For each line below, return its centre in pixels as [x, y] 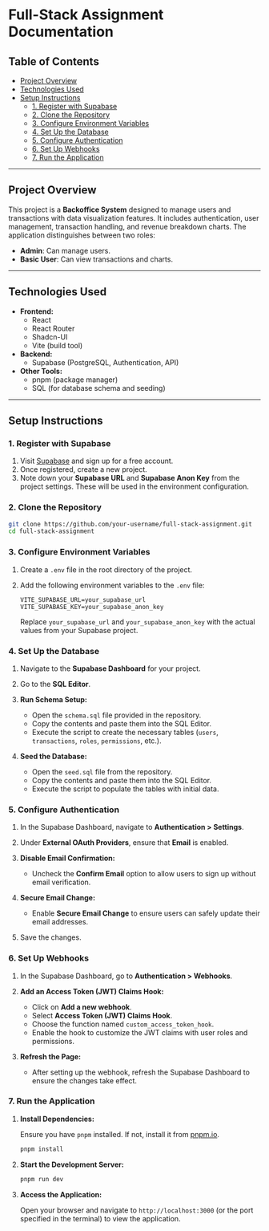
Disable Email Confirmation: [68, 858]
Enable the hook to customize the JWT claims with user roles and [140, 1032]
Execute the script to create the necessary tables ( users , [125, 732]
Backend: [36, 354]
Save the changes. [50, 937]
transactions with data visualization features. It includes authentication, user [134, 217]
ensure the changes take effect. [84, 1080]
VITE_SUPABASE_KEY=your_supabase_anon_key [92, 607]
